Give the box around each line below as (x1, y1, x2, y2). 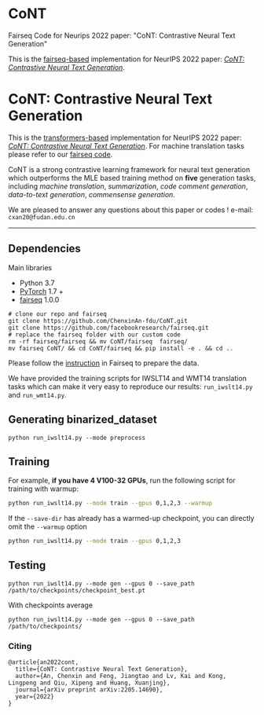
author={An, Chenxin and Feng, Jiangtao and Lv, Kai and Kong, (15, 673, 226, 680)
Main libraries (8, 262, 53, 272)
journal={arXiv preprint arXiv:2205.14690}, (15, 686, 163, 694)
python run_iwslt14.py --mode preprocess (8, 434, 146, 442)
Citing (8, 640, 32, 651)
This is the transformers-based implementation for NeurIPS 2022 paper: (8, 133, 242, 142)
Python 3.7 (19, 278, 55, 288)
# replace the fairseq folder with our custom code (8, 331, 181, 339)
